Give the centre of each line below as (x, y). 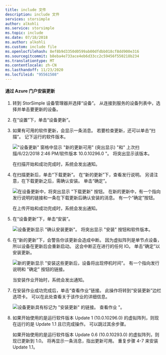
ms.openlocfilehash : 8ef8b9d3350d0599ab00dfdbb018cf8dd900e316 (72, 51)
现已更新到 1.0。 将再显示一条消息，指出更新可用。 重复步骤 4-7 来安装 (85, 341)
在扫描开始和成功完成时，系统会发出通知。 (56, 164)
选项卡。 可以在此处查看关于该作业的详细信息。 (61, 297)
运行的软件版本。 (51, 137)
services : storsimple (28, 19)
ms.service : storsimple (30, 28)
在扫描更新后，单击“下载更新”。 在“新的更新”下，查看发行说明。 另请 (83, 175)
